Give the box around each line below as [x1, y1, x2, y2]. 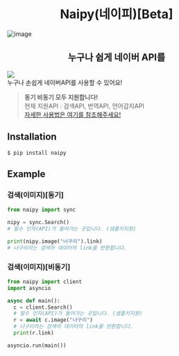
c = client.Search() [13, 303, 73, 311]
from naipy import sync [7, 206, 76, 214]
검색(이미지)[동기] [7, 190, 65, 200]
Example [7, 168, 46, 180]
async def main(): [7, 297, 60, 304]
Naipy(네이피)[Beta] [60, 6, 173, 22]
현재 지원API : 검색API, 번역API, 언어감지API [24, 101, 144, 110]
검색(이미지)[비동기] [7, 262, 71, 271]
